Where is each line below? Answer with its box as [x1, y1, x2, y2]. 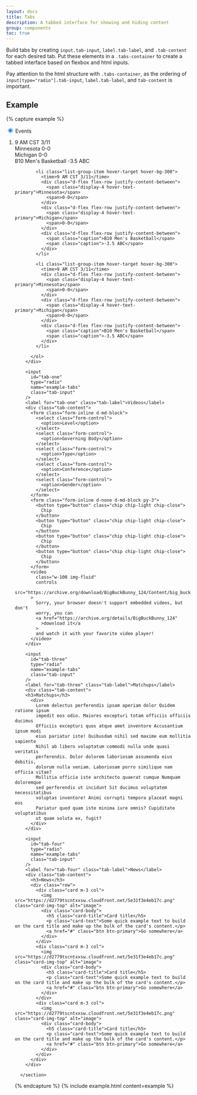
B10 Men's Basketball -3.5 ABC [14, 157, 90, 164]
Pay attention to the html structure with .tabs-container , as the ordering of [6, 70, 187, 77]
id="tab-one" [30, 374, 63, 380]
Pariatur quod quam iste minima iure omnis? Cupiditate [36, 805, 175, 811]
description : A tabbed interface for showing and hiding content [6, 19, 169, 25]
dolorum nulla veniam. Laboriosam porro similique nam [36, 764, 173, 770]
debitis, [14, 759, 36, 765]
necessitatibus [14, 789, 52, 795]
